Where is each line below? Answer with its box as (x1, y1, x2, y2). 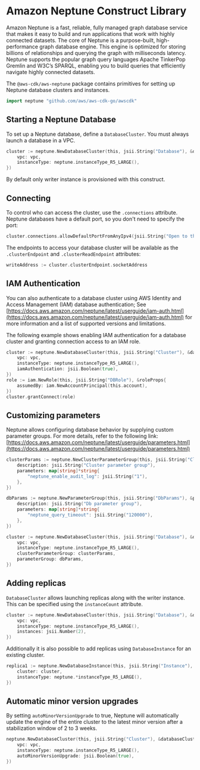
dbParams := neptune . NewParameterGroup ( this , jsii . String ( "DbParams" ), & (6, 495, 193, 502)
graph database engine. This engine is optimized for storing (39, 43, 186, 50)
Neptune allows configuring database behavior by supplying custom (6, 426, 174, 433)
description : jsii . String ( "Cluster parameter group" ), (17, 462, 156, 469)
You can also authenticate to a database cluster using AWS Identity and (6, 294, 182, 301)
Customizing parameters (6, 410, 101, 420)
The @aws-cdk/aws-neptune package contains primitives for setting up (6, 80, 176, 87)
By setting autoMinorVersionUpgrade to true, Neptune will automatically (6, 712, 179, 719)
